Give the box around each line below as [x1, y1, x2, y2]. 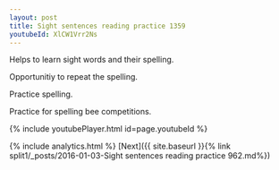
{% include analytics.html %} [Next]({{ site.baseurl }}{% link [9, 140, 231, 152]
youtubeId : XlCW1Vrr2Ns [9, 30, 98, 38]
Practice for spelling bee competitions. [9, 106, 152, 117]
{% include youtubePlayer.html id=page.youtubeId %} [9, 123, 208, 134]
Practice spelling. [9, 89, 73, 99]
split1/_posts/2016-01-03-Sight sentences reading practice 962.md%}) [9, 150, 271, 161]
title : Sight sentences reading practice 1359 [9, 21, 186, 30]
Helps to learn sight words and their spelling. [9, 55, 174, 65]
